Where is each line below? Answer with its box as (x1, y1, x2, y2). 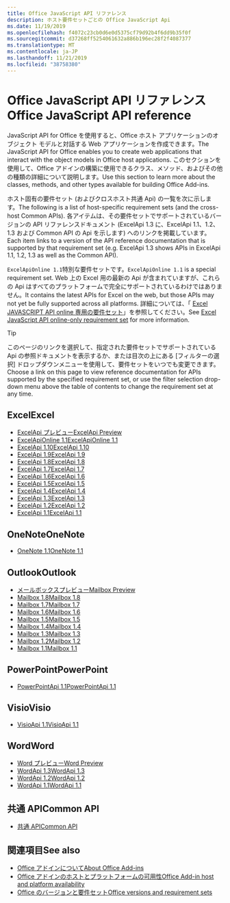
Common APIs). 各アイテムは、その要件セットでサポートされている (21, 212, 210, 220)
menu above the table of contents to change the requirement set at (24, 382, 214, 390)
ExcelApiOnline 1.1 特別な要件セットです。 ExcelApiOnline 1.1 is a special (7, 265, 216, 273)
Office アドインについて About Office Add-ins (16, 864, 144, 872)
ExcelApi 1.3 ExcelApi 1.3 (16, 494, 86, 503)
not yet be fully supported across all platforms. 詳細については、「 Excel (7, 299, 208, 307)
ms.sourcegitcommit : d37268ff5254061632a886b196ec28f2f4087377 (7, 36, 192, 42)
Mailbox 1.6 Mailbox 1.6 (16, 608, 81, 616)
